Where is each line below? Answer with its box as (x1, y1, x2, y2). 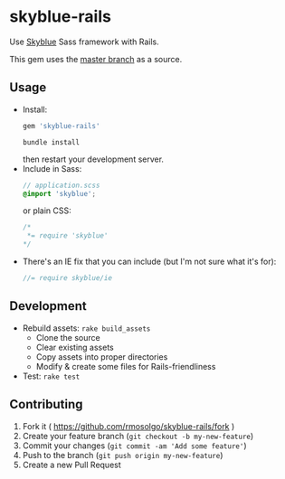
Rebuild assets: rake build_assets (22, 323, 151, 333)
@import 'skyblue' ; (22, 189, 97, 198)
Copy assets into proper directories (35, 351, 168, 362)
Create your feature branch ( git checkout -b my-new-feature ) (22, 430, 254, 441)
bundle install (22, 137, 81, 146)
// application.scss (22, 181, 100, 190)
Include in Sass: (22, 163, 82, 174)
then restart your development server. (22, 154, 165, 164)
